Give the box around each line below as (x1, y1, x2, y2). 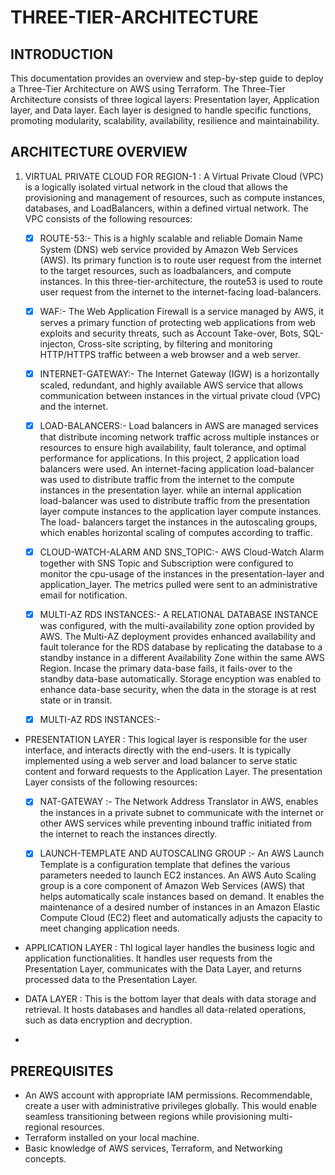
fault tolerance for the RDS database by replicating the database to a (39, 641, 323, 653)
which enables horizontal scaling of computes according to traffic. (39, 527, 313, 539)
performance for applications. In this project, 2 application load (39, 452, 300, 465)
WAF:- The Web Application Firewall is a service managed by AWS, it (39, 305, 324, 317)
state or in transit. (39, 694, 113, 706)
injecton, (39, 337, 76, 350)
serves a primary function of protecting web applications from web (39, 316, 316, 328)
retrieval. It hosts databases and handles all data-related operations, (24, 1004, 307, 1016)
